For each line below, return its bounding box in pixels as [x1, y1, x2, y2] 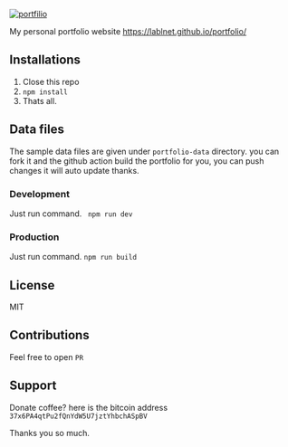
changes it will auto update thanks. [9, 165, 139, 176]
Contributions [9, 328, 90, 343]
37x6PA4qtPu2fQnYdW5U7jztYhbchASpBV [9, 412, 148, 421]
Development [9, 187, 71, 200]
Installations [9, 52, 82, 68]
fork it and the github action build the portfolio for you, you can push [9, 155, 264, 166]
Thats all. [22, 95, 57, 106]
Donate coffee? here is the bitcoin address [9, 402, 168, 413]
